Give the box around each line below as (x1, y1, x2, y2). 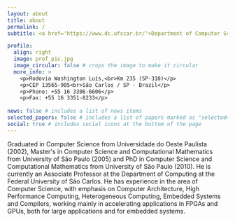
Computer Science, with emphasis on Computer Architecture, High (7, 184, 200, 193)
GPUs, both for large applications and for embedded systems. (7, 207, 185, 215)
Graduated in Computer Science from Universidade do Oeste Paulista (7, 139, 208, 148)
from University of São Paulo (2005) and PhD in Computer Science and (7, 155, 213, 163)
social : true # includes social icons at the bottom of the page (7, 120, 201, 127)
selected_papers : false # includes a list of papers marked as (7, 114, 196, 121)
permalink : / (7, 23, 45, 30)
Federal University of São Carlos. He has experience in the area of (7, 176, 198, 186)
